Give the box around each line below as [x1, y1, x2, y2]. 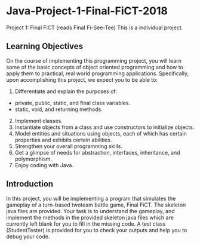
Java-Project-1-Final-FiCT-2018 [6, 4, 168, 18]
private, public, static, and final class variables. [14, 99, 130, 106]
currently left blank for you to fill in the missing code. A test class [6, 220, 166, 227]
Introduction [6, 179, 54, 189]
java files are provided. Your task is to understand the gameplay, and [6, 207, 175, 214]
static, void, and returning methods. [14, 106, 103, 113]
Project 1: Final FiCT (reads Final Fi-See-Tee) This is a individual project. [6, 24, 183, 31]
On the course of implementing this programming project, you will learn [6, 57, 182, 64]
